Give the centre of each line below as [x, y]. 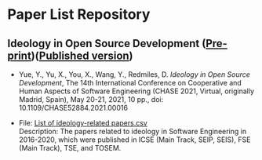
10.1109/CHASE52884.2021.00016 [73, 108]
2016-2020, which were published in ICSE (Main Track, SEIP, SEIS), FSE [135, 140]
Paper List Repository [79, 15]
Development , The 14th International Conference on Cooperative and [130, 83]
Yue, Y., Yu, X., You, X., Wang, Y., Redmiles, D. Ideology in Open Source [134, 75]
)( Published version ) [82, 55]
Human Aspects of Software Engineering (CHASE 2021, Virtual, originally [136, 91]
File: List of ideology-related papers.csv [83, 123]
